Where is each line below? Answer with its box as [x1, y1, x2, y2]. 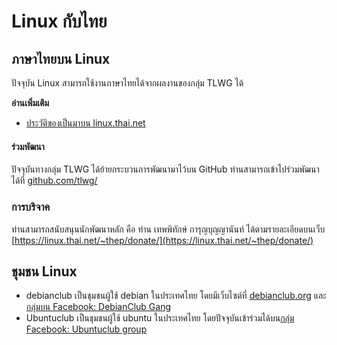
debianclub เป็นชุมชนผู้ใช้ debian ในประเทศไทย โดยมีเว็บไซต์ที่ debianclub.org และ [25, 290, 327, 302]
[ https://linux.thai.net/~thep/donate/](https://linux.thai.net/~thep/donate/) [11, 234, 314, 246]
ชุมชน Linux [11, 263, 78, 280]
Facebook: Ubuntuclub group [25, 323, 148, 335]
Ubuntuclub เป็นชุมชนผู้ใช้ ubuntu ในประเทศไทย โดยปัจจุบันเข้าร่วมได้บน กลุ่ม [25, 312, 295, 324]
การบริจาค [11, 200, 51, 214]
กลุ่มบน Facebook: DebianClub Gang [25, 301, 172, 313]
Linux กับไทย [11, 10, 108, 33]
